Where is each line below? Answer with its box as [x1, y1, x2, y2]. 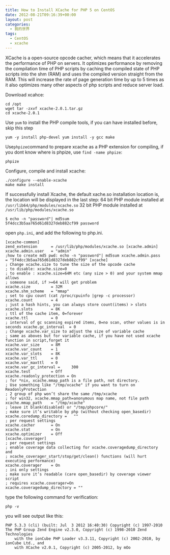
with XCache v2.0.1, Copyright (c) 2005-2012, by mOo [14, 545, 131, 550]
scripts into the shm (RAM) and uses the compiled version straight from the [5, 71, 163, 77]
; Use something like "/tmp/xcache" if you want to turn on [5, 382, 136, 388]
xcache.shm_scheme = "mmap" [5, 289, 70, 294]
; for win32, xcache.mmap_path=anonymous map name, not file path [5, 396, 149, 401]
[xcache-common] [5, 239, 40, 245]
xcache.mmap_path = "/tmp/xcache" [5, 400, 86, 406]
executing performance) [5, 458, 56, 463]
